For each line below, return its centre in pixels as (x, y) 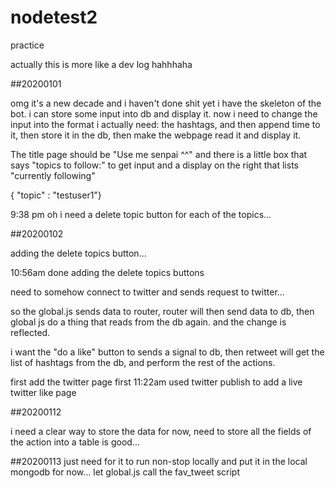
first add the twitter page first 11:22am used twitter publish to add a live (156, 382)
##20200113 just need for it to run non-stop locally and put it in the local (159, 461)
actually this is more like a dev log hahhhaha (101, 64)
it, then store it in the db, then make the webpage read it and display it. (156, 135)
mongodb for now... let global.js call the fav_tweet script (125, 472)
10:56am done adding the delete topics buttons (107, 272)
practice (27, 45)
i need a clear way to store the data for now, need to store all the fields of (161, 431)
